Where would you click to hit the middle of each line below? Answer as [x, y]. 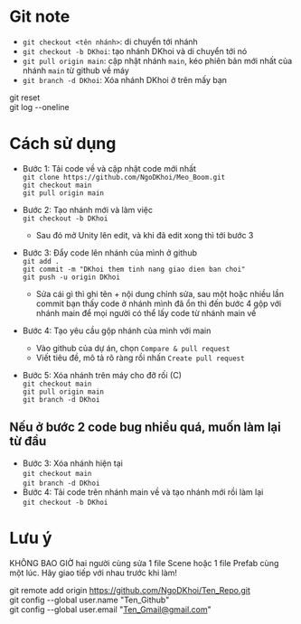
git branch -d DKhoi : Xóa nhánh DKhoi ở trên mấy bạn [125, 79]
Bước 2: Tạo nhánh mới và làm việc [88, 210]
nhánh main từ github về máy [75, 70]
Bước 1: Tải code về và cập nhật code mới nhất [109, 168]
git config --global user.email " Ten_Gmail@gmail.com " [110, 609]
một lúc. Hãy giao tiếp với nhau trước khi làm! [94, 573]
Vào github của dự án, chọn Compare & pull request [133, 348]
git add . [41, 261]
